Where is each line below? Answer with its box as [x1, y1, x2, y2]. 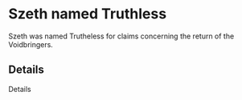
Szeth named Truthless [8, 5, 167, 23]
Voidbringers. [8, 39, 54, 49]
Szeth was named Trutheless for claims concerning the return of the [8, 31, 235, 41]
